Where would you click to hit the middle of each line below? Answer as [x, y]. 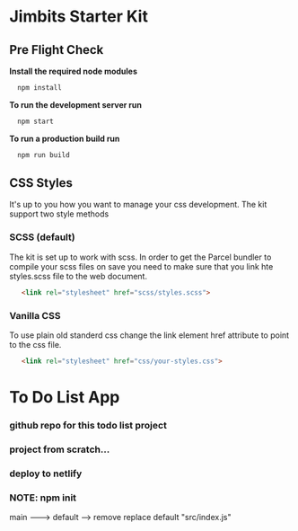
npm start [35, 121]
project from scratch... [60, 449]
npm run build [44, 155]
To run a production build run [65, 138]
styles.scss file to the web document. [79, 276]
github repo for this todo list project [88, 425]
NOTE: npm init [43, 498]
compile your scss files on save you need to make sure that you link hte [141, 266]
